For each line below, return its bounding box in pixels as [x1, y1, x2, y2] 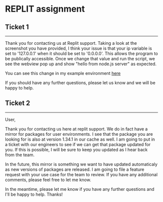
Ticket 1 [5, 23, 29, 31]
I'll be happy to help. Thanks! [5, 191, 63, 197]
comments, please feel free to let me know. [5, 177, 91, 183]
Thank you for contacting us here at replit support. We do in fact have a [5, 126, 148, 132]
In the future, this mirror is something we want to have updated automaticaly [5, 161, 158, 167]
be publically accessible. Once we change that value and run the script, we [5, 56, 155, 61]
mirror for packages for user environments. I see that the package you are [5, 131, 153, 137]
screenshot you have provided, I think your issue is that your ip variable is [5, 45, 152, 51]
